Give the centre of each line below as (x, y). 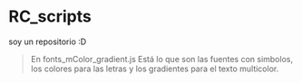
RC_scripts (50, 17)
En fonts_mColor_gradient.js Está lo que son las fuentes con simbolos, (162, 59)
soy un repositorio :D (48, 41)
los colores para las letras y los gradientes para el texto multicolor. (155, 69)
